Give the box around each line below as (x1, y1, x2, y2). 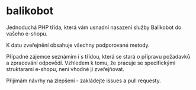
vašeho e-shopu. (6, 30, 48, 37)
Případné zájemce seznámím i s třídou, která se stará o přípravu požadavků (6, 53, 191, 60)
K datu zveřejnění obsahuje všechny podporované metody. (6, 41, 150, 49)
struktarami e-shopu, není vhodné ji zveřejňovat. (6, 65, 124, 72)
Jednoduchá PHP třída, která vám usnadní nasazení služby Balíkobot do (6, 24, 182, 31)
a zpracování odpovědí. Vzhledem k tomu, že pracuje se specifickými (6, 59, 176, 66)
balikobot (6, 4, 54, 18)
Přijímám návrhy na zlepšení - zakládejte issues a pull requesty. (6, 77, 161, 84)
